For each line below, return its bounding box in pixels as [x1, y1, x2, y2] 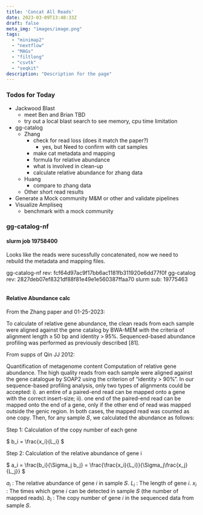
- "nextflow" [11, 43, 45, 49]
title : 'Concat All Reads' [6, 8, 74, 15]
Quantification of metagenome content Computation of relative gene [6, 362, 177, 370]
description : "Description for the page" [6, 71, 112, 77]
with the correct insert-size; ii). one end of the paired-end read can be [6, 395, 181, 402]
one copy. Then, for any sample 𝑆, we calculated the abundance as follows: [6, 414, 195, 421]
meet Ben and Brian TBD [24, 111, 86, 118]
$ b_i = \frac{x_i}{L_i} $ [6, 438, 65, 445]
